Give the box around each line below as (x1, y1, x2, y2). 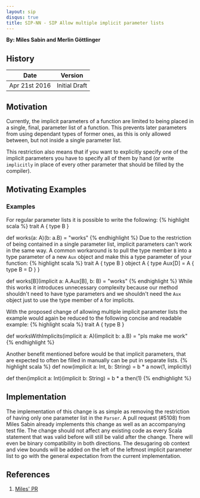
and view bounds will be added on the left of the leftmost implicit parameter (6, 446, 192, 453)
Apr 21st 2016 (9, 81, 51, 90)
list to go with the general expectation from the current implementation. (6, 452, 182, 459)
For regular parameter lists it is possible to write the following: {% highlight (6, 216, 190, 223)
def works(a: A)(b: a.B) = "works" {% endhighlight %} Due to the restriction (6, 234, 192, 241)
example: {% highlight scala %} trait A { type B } (6, 320, 124, 328)
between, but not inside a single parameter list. (6, 137, 122, 143)
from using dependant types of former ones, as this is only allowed (6, 130, 171, 138)
